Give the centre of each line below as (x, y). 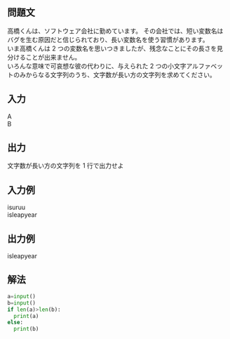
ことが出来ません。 (53, 57)
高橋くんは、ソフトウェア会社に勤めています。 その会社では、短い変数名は (115, 31)
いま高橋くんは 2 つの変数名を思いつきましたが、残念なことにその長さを (112, 48)
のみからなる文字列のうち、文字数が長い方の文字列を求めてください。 (114, 74)
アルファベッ (204, 66)
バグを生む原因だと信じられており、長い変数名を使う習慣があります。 (108, 39)
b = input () (22, 303)
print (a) (26, 316)
